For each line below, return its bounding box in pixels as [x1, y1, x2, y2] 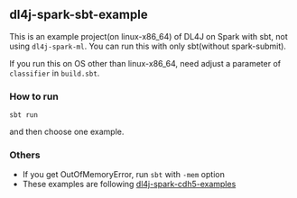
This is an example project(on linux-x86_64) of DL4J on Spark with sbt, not [9, 31, 289, 41]
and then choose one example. [9, 126, 125, 138]
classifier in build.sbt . [9, 67, 100, 78]
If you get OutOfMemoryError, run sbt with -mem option [22, 169, 226, 180]
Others [9, 148, 41, 161]
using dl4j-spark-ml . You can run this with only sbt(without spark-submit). [9, 40, 287, 51]
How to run [9, 90, 59, 103]
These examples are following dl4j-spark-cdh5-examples [22, 179, 237, 190]
